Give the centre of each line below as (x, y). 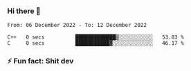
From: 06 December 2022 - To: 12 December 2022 (77, 26)
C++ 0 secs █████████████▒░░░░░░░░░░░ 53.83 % (96, 37)
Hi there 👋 (24, 11)
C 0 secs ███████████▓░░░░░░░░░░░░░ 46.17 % (96, 43)
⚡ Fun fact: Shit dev (40, 61)
